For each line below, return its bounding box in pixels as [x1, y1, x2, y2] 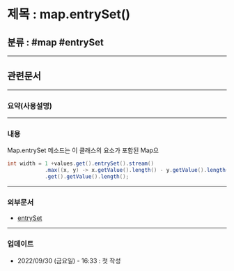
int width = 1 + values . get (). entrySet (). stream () [7, 160, 155, 168]
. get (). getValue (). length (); [44, 173, 130, 180]
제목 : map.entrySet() [7, 6, 131, 22]
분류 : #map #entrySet [7, 36, 104, 48]
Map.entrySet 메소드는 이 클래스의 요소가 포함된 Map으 [7, 146, 159, 154]
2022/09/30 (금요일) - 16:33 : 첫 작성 [17, 256, 121, 265]
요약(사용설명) [7, 101, 52, 110]
